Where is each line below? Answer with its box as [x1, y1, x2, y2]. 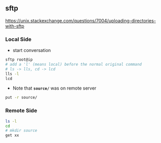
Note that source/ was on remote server [12, 85, 96, 91]
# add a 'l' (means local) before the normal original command [5, 62, 142, 67]
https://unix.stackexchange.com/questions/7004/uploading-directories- [5, 17, 156, 23]
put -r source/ [5, 95, 38, 100]
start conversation [12, 47, 51, 53]
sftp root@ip [5, 57, 33, 63]
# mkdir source [5, 128, 38, 133]
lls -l [5, 71, 19, 76]
